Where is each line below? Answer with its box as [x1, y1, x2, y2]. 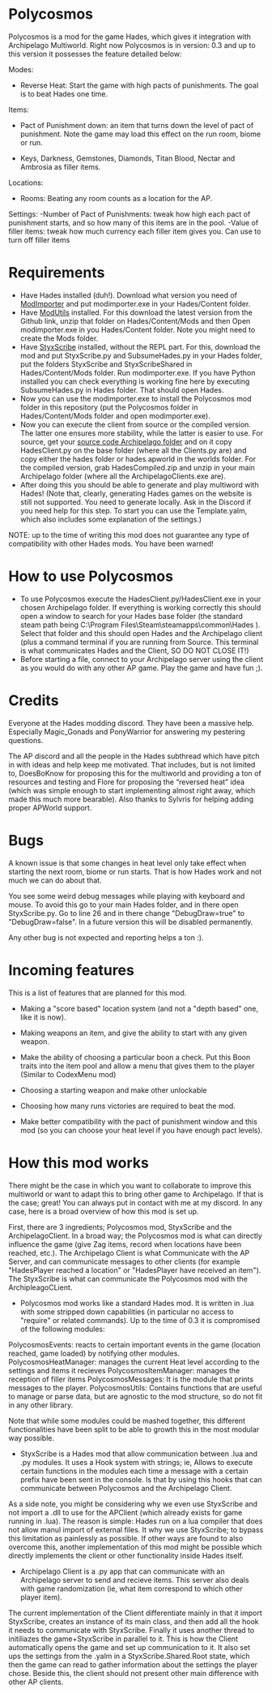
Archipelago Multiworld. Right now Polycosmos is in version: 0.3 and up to [8, 40, 257, 49]
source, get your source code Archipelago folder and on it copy [19, 436, 232, 446]
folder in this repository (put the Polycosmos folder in [19, 402, 198, 412]
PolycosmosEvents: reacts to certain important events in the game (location [8, 1339, 261, 1349]
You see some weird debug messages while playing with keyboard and [8, 891, 245, 900]
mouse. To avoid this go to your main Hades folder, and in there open [8, 900, 239, 909]
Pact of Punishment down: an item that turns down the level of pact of [19, 120, 254, 130]
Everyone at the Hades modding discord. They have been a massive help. [8, 718, 254, 728]
